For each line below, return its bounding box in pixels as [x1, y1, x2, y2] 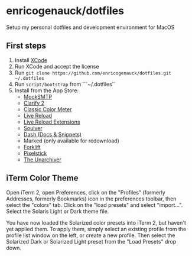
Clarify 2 [23, 99, 45, 106]
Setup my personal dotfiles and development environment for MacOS [6, 24, 175, 31]
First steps [6, 41, 46, 51]
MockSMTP [23, 93, 52, 100]
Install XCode [14, 56, 47, 63]
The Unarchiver [23, 155, 62, 163]
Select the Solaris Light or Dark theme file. [6, 208, 109, 215]
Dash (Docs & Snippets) [23, 131, 82, 138]
